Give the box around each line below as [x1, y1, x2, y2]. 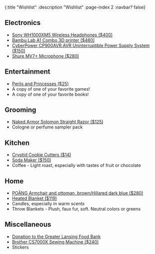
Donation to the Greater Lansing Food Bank [11, 234, 101, 240]
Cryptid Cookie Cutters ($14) [11, 152, 71, 158]
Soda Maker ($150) [11, 157, 51, 163]
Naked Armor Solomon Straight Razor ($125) [11, 119, 104, 125]
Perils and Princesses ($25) [11, 81, 69, 87]
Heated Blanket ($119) [11, 195, 57, 201]
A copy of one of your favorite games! [11, 86, 90, 92]
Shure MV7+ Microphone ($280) [11, 53, 79, 59]
